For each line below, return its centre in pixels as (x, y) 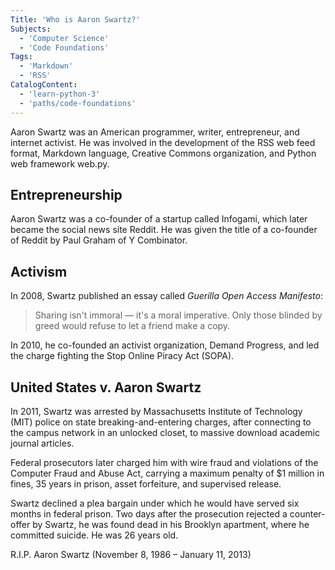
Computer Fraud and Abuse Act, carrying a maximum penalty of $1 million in (167, 473)
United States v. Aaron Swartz (106, 387)
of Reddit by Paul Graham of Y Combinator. (99, 240)
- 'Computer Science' (64, 38)
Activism (39, 271)
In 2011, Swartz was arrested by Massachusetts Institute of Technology (156, 411)
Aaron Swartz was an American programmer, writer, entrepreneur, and (155, 132)
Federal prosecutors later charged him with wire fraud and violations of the (164, 462)
